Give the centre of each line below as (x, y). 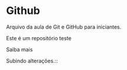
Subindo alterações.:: (32, 61)
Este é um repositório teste (39, 38)
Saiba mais (19, 49)
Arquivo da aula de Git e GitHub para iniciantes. (64, 27)
